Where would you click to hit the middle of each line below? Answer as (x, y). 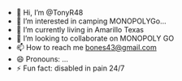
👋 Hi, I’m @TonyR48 (50, 13)
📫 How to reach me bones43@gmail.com (86, 47)
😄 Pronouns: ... (42, 59)
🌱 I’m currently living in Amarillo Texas (80, 30)
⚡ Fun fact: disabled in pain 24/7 (70, 68)
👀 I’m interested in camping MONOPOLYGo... (91, 21)
